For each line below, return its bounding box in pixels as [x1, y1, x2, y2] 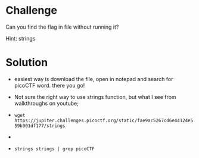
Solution [5, 56, 48, 69]
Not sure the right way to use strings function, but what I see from [14, 93, 176, 100]
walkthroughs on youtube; [14, 100, 79, 107]
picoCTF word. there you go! [14, 82, 85, 89]
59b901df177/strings [14, 123, 66, 129]
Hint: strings [5, 35, 36, 42]
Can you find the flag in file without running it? [5, 23, 119, 30]
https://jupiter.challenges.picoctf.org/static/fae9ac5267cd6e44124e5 [14, 117, 194, 123]
